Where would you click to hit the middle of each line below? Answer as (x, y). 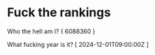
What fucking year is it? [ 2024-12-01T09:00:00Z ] (78, 44)
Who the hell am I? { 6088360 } (51, 31)
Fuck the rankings (59, 13)
